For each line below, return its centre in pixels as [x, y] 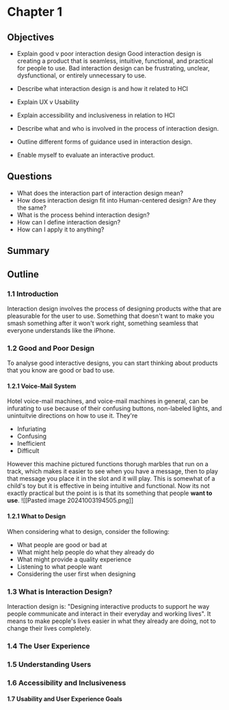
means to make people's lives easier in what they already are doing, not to [112, 621]
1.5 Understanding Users [49, 664]
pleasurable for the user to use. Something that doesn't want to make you [111, 316]
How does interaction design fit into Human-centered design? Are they [117, 200]
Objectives [31, 37]
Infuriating [31, 429]
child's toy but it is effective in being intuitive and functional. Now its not [108, 486]
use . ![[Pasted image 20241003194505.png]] [70, 500]
